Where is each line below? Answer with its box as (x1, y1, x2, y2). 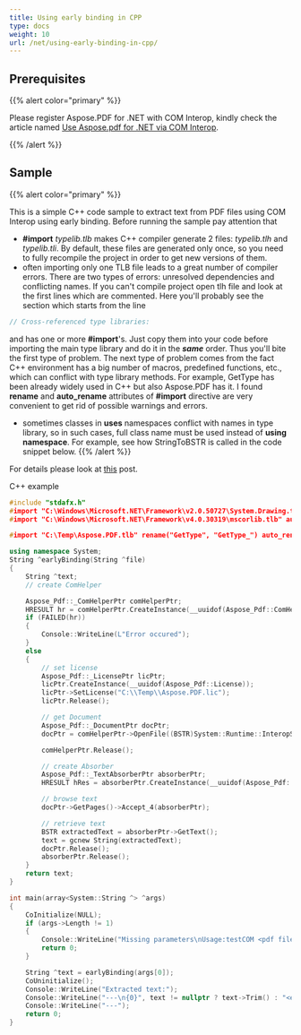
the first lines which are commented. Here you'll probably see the (21, 290, 264, 301)
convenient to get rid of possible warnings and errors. (9, 400, 208, 410)
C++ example (9, 480, 60, 491)
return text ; (25, 869, 74, 878)
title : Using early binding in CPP (9, 13, 142, 22)
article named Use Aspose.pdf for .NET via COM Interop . (9, 122, 219, 133)
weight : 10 (9, 30, 50, 39)
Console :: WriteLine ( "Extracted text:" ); (25, 985, 178, 994)
